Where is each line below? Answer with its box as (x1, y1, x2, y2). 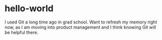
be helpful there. (4, 29, 39, 35)
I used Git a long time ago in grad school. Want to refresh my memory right (4, 19, 157, 25)
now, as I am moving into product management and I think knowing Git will (4, 24, 157, 30)
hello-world (4, 3, 54, 14)
